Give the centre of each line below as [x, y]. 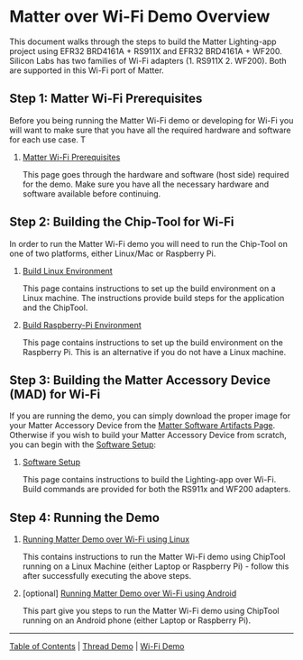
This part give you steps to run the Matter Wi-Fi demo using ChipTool [151, 611]
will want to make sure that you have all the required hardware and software [150, 130]
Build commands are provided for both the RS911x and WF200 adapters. [156, 490]
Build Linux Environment [67, 270]
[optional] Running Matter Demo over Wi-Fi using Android [129, 593]
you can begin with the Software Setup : [83, 445]
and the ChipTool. [55, 307]
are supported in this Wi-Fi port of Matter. [87, 70]
